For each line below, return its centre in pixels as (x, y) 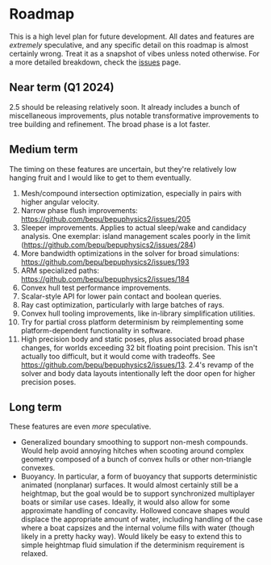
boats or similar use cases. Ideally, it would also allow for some (125, 502)
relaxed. (34, 554)
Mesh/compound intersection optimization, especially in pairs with (131, 193)
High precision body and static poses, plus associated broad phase (133, 339)
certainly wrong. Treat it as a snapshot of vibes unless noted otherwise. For (135, 53)
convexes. (38, 468)
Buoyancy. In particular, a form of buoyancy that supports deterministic (139, 476)
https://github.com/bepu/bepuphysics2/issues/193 (105, 262)
